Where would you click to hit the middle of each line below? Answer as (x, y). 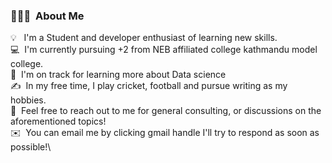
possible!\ (31, 147)
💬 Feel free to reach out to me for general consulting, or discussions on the (166, 111)
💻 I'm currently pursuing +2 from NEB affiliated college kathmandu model (164, 50)
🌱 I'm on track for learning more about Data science (118, 75)
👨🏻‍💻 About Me (47, 16)
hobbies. (28, 100)
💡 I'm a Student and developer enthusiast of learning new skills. (144, 38)
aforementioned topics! (58, 121)
